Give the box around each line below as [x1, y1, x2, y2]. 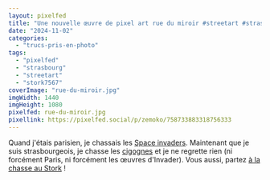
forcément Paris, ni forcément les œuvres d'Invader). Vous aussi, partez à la [8, 154, 261, 164]
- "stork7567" [15, 78, 63, 86]
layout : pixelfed [8, 11, 67, 20]
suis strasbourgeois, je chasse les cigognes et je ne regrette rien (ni [8, 146, 233, 156]
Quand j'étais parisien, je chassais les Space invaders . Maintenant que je [8, 138, 250, 147]
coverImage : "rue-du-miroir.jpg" [8, 86, 121, 94]
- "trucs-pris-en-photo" [15, 42, 99, 50]
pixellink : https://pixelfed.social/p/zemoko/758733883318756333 [8, 116, 231, 124]
